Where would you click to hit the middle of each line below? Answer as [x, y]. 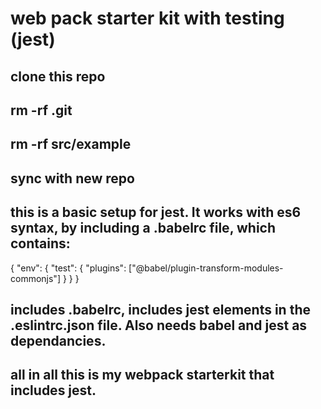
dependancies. [58, 340]
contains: [40, 243]
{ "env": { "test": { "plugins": [68, 268]
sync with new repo [72, 178]
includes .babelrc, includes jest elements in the [160, 309]
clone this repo [58, 76]
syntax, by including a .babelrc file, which [143, 228]
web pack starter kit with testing [147, 18]
